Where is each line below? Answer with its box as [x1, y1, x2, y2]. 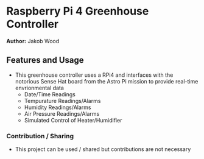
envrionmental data [15, 84, 64, 91]
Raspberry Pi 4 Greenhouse [6, 4, 149, 18]
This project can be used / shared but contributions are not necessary [15, 146, 191, 153]
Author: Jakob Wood [6, 37, 60, 44]
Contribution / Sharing [6, 132, 74, 140]
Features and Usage [6, 55, 84, 65]
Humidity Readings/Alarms [24, 104, 91, 111]
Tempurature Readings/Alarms [24, 97, 101, 104]
